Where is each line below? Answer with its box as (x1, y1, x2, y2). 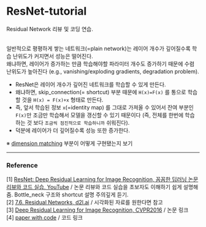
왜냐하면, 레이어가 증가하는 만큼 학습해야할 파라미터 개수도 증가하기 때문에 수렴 (6, 60, 195, 67)
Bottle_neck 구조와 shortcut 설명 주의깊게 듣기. (14, 191, 129, 198)
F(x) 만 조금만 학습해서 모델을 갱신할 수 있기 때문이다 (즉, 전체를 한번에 (15, 111, 184, 119)
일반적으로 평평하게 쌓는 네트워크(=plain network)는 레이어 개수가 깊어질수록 (6, 45, 191, 52)
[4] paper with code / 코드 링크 (6, 214, 83, 221)
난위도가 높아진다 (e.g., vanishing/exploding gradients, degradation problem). (6, 67, 199, 75)
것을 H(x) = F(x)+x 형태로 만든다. (21, 96, 104, 103)
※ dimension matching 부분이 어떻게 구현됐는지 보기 (6, 140, 133, 147)
